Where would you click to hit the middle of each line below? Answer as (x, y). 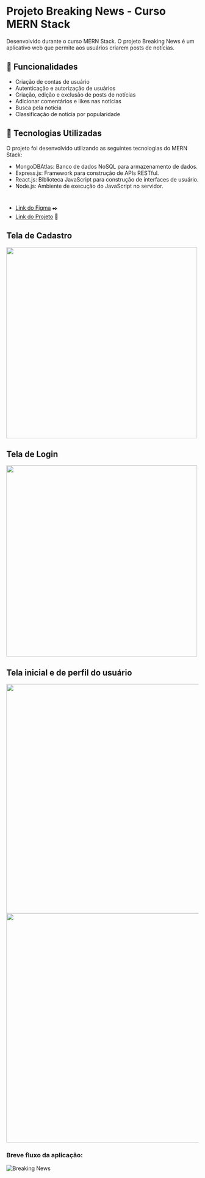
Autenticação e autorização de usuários (65, 88)
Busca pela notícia (38, 108)
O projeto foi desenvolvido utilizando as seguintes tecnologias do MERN (97, 148)
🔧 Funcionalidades (42, 67)
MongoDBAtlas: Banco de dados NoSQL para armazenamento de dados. (106, 166)
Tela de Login (32, 454)
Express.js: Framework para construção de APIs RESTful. (87, 173)
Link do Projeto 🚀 (37, 216)
